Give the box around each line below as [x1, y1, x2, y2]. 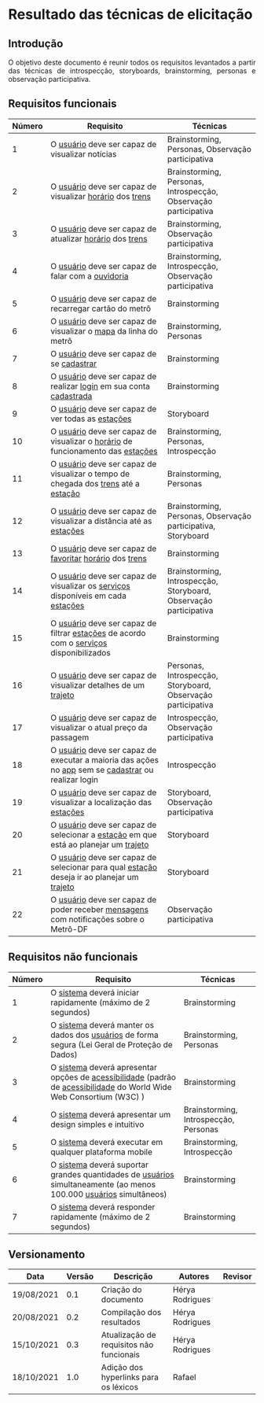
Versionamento [8, 1248, 86, 1261]
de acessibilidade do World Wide [50, 1081, 172, 1092]
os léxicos [101, 1382, 139, 1393]
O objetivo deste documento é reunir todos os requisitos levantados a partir [8, 57, 256, 67]
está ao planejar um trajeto [50, 839, 149, 850]
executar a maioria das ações [50, 754, 159, 765]
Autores [178, 1271, 210, 1282]
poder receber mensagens [50, 903, 149, 914]
